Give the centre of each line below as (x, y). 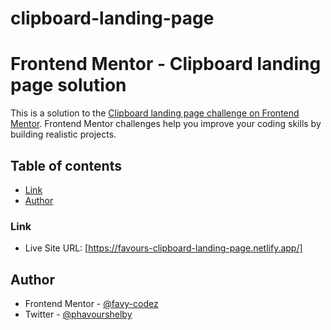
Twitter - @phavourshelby (78, 314)
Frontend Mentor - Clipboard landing (166, 64)
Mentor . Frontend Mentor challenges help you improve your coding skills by (166, 124)
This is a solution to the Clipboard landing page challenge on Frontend (155, 113)
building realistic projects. (63, 134)
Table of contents (66, 165)
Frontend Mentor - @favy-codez (91, 304)
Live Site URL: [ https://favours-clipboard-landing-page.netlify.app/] (163, 248)
